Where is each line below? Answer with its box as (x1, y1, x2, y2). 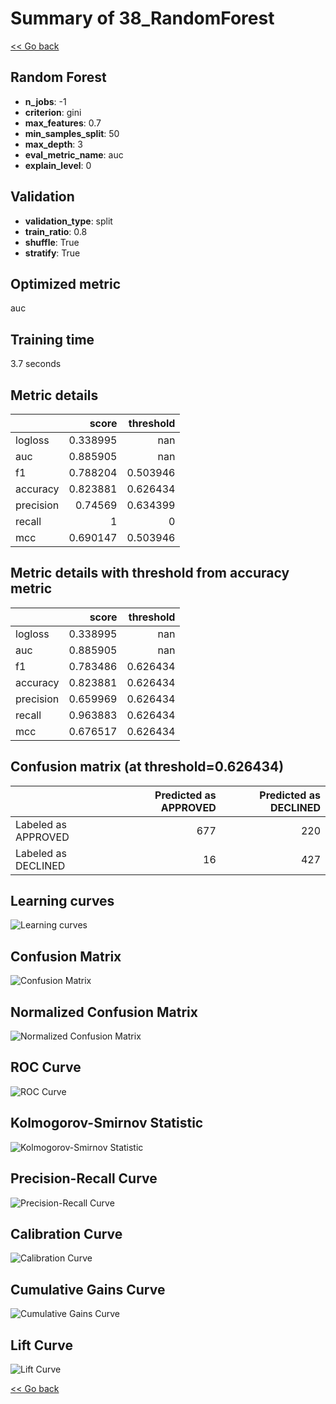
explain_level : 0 (24, 159, 92, 171)
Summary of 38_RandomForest (10, 7, 275, 30)
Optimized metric (10, 275, 122, 292)
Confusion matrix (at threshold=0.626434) (10, 758, 285, 776)
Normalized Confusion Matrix (10, 1003, 198, 1021)
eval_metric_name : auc (24, 148, 124, 161)
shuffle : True (24, 236, 80, 248)
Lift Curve (10, 1337, 73, 1354)
